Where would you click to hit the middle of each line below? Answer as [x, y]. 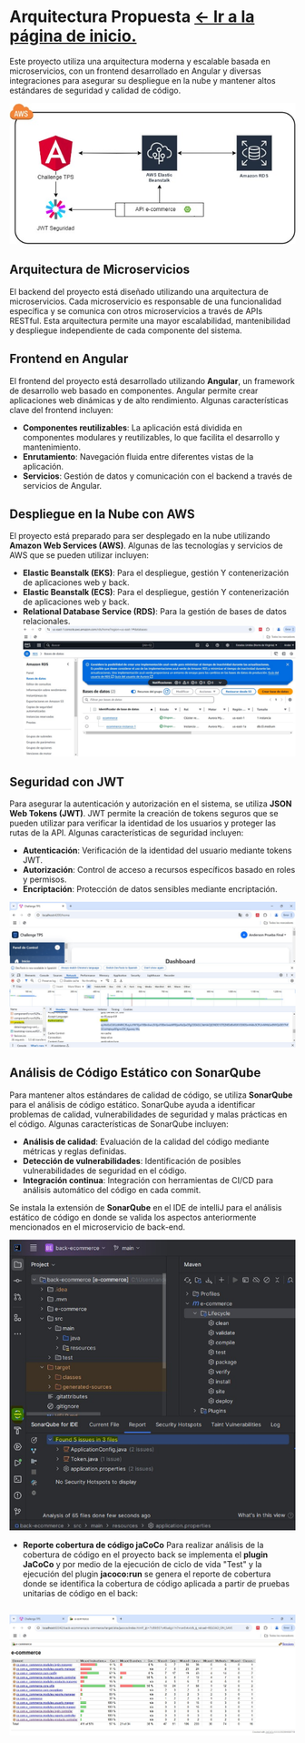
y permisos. [44, 879]
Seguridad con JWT [67, 781]
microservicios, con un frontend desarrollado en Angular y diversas [135, 71]
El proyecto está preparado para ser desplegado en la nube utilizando [140, 536]
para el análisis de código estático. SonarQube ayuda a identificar [133, 1104]
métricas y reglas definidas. [74, 1151]
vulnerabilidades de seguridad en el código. [105, 1170]
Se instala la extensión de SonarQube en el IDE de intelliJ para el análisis [146, 1207]
